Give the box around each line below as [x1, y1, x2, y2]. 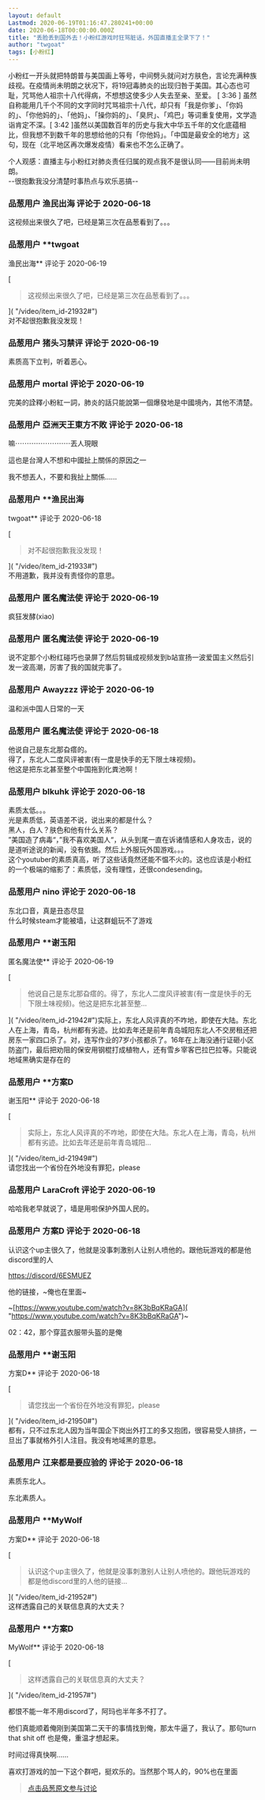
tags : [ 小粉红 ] [8, 48, 55, 56]
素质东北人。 [8, 1477, 50, 1486]
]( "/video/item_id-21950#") [8, 1417, 98, 1426]
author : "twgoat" [8, 41, 65, 49]
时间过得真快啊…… [8, 1750, 69, 1759]
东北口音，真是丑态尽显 [8, 906, 84, 915]
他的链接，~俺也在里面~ [8, 1287, 87, 1296]
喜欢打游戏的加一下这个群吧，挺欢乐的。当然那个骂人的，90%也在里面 [8, 1766, 238, 1776]
